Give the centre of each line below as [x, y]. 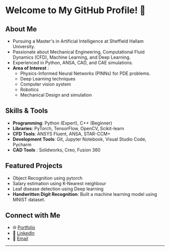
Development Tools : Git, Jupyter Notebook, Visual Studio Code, [79, 139]
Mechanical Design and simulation [56, 95]
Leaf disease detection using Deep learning [58, 189]
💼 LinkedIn [24, 233]
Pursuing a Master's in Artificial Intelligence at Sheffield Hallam [78, 41]
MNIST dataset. [29, 199]
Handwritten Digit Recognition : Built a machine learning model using [85, 194]
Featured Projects [34, 166]
